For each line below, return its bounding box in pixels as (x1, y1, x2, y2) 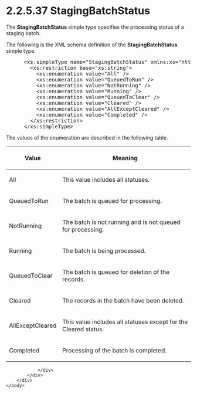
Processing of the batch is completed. (62, 346, 167, 354)
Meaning (112, 154, 138, 162)
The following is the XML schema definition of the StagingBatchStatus (6, 41, 178, 48)
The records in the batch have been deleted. (62, 296, 185, 304)
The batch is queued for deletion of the (62, 268, 170, 276)
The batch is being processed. (62, 246, 146, 254)
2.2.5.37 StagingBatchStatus (6, 4, 151, 18)
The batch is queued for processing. (62, 196, 162, 205)
